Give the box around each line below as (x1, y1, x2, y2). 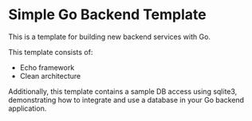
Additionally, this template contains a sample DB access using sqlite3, (8, 86, 238, 96)
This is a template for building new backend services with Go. (8, 32, 211, 41)
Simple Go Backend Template (8, 6, 207, 24)
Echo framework (19, 62, 75, 72)
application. (8, 103, 47, 113)
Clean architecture (19, 71, 81, 80)
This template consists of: (8, 47, 93, 57)
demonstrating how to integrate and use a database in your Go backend (8, 95, 245, 104)
